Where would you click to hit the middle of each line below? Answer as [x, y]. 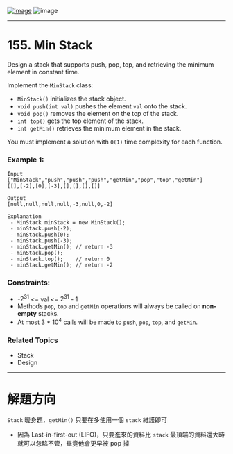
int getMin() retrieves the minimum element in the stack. [99, 128]
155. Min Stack [50, 45]
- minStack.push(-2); [41, 229]
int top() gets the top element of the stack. [80, 121]
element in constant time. [43, 72]
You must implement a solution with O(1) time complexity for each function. [115, 142]
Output [17, 199]
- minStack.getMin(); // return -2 [61, 265]
